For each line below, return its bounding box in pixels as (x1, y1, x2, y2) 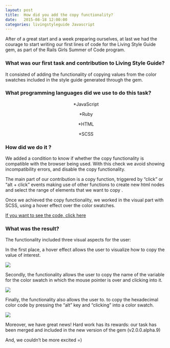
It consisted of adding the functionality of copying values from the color (5, 71, 157, 77)
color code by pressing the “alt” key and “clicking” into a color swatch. (5, 302, 154, 308)
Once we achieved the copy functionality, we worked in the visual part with (5, 197, 164, 203)
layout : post (5, 7, 33, 13)
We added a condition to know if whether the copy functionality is (5, 155, 144, 161)
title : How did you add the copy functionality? (5, 12, 114, 17)
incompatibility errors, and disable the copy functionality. (5, 166, 125, 172)
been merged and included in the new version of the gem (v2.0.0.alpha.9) (5, 327, 161, 333)
